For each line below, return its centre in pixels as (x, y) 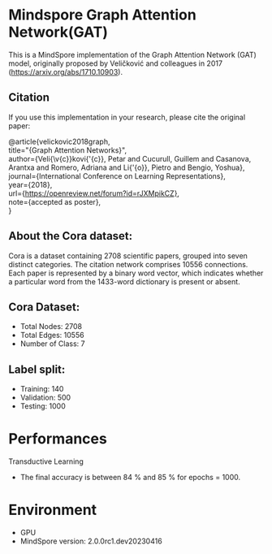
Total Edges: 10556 (52, 335)
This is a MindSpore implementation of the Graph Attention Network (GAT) (133, 54)
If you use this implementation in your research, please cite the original (127, 117)
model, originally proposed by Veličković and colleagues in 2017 (116, 63)
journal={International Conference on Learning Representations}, (117, 175)
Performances (58, 439)
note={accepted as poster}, (55, 201)
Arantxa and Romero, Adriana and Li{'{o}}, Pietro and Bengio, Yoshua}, (127, 167)
